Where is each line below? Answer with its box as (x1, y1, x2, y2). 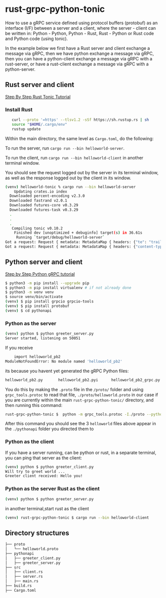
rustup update (11, 126, 41, 132)
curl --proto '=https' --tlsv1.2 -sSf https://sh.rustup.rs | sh (11, 117, 149, 122)
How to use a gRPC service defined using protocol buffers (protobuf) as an (5, 20, 158, 26)
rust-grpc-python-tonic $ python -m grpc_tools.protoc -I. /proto (5, 412, 145, 417)
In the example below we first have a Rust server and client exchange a (5, 45, 150, 51)
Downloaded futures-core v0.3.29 (9, 203, 79, 208)
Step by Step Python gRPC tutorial (5, 271, 75, 277)
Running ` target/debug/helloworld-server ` (16, 235, 105, 240)
